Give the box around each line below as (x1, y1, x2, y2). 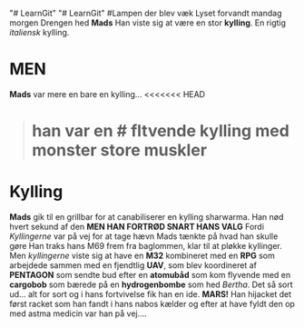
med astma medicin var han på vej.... (9, 308, 147, 319)
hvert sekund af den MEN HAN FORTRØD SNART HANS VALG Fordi (9, 222, 265, 233)
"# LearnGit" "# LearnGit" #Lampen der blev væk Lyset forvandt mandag (9, 8, 282, 18)
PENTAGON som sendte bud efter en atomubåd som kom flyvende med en (9, 270, 291, 281)
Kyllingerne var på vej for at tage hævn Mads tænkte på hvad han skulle (9, 231, 279, 242)
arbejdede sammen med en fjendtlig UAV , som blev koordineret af (9, 260, 257, 271)
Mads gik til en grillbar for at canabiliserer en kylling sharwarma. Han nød (9, 212, 284, 223)
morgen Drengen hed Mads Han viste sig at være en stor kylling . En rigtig (9, 17, 287, 28)
